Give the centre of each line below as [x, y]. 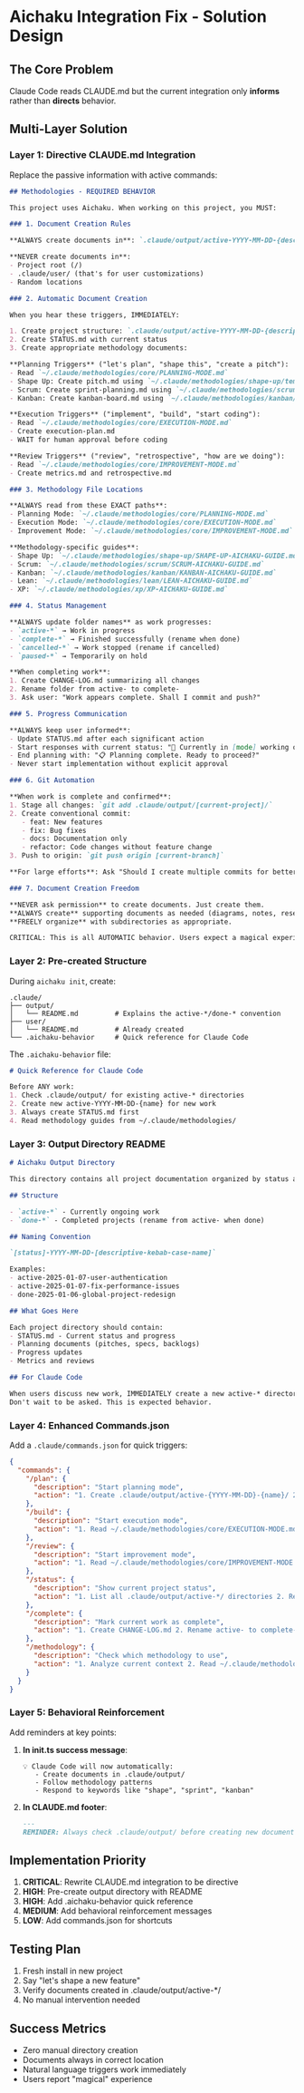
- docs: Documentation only [74, 839]
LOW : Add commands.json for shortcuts [97, 1921]
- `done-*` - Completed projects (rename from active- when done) [137, 1220]
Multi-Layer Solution [69, 129]
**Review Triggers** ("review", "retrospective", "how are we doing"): [147, 456]
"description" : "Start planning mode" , [108, 1487]
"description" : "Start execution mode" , [110, 1521]
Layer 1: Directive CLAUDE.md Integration [103, 155]
